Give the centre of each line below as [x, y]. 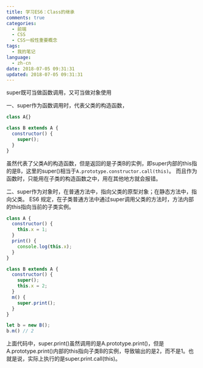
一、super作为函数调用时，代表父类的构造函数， [67, 106]
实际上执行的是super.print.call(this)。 [74, 359]
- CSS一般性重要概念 [35, 40]
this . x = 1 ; [32, 229]
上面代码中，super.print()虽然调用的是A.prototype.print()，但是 [85, 344]
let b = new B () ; [28, 325]
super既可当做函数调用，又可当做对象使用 [59, 93]
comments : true [26, 18]
